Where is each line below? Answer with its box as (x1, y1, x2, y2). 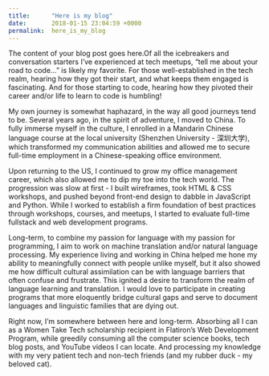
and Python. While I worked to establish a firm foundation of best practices (8, 200, 256, 210)
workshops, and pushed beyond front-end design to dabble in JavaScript (8, 192, 251, 201)
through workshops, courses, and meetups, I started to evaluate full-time (8, 209, 251, 219)
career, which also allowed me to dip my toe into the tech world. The (8, 175, 234, 184)
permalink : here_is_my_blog (8, 26, 106, 34)
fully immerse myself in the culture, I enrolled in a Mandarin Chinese (8, 123, 234, 133)
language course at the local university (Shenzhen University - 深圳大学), (8, 133, 251, 143)
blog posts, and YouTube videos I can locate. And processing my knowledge (8, 342, 261, 352)
